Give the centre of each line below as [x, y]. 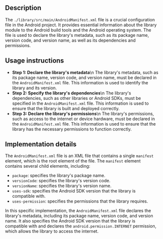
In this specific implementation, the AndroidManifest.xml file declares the [78, 211]
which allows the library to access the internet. [52, 231]
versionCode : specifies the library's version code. [61, 181]
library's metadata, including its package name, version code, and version [79, 216]
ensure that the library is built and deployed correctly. [66, 108]
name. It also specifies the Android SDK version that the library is [70, 221]
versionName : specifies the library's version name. [62, 186]
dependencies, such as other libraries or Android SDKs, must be [76, 98]
